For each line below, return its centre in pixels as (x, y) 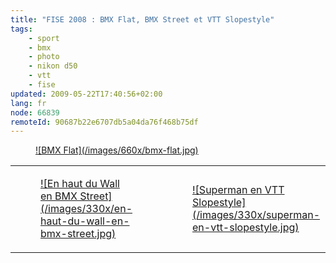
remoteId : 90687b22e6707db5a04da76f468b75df (104, 122)
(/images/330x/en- (86, 209)
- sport (44, 38)
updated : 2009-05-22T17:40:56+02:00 (86, 94)
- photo (44, 57)
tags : (21, 29)
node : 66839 (35, 112)
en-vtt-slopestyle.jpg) (246, 228)
